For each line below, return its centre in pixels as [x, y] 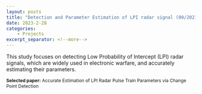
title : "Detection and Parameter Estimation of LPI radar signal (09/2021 [102, 17]
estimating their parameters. [41, 69]
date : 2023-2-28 [26, 23]
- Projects [31, 34]
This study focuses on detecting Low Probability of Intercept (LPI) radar [95, 57]
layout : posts [24, 12]
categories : [21, 28]
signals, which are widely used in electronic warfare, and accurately [90, 63]
